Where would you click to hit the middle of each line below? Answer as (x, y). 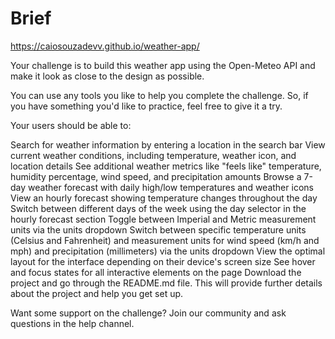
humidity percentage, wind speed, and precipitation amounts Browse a (156, 176)
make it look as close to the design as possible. (107, 76)
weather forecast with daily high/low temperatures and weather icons (171, 187)
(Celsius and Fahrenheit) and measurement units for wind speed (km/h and (165, 240)
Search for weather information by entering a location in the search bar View (168, 144)
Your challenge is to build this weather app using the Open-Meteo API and (163, 65)
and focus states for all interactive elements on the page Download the (156, 272)
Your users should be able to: (71, 125)
